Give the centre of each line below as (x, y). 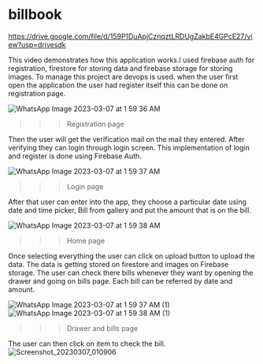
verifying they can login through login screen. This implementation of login (129, 147)
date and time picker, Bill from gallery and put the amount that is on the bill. (130, 210)
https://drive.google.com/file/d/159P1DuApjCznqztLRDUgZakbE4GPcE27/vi (131, 36)
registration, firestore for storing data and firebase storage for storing (120, 68)
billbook (35, 15)
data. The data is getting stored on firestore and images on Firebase (119, 264)
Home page (85, 240)
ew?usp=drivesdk (37, 44)
